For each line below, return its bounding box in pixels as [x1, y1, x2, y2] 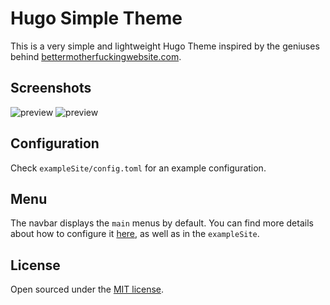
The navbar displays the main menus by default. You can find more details [10, 217, 314, 229]
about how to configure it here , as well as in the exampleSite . [10, 228, 260, 240]
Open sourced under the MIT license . [10, 283, 165, 296]
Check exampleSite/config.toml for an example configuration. [10, 162, 267, 174]
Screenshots [10, 80, 92, 97]
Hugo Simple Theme [10, 7, 183, 30]
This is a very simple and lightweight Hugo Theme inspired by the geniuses [10, 40, 320, 52]
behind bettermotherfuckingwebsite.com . [10, 50, 182, 62]
